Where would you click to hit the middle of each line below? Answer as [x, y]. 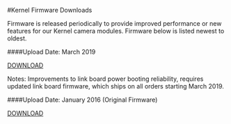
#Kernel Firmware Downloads [50, 10]
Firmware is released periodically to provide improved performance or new [114, 23]
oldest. [17, 38]
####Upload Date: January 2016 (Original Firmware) [82, 100]
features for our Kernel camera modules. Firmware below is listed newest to [116, 31]
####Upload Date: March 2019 [51, 52]
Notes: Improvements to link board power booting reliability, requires [105, 79]
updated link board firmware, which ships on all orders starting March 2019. [115, 86]
